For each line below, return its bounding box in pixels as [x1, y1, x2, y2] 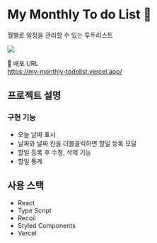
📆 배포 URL [7, 59, 39, 67]
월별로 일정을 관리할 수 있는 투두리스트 [7, 31, 113, 39]
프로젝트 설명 [7, 90, 62, 102]
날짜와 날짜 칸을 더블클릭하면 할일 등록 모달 [17, 139, 137, 148]
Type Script [17, 206, 52, 215]
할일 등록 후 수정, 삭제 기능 [17, 148, 92, 156]
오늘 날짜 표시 [17, 130, 56, 139]
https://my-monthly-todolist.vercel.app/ [7, 67, 122, 75]
